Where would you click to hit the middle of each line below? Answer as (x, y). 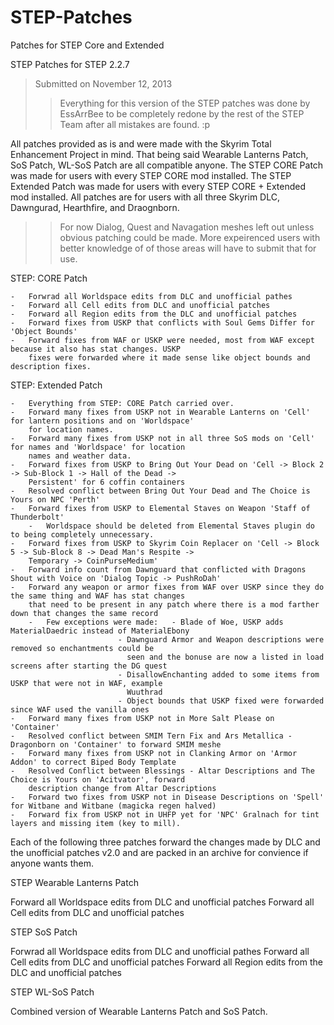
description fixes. (51, 366)
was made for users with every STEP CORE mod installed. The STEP (151, 175)
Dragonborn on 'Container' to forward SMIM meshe (116, 744)
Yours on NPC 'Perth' (55, 499)
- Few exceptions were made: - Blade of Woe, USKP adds (156, 622)
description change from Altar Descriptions (122, 788)
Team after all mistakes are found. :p (135, 124)
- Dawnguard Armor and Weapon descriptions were (221, 639)
